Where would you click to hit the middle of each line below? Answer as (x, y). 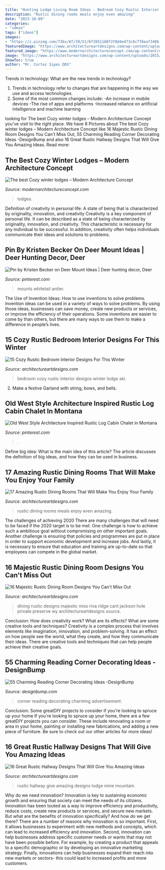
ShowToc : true (20, 60)
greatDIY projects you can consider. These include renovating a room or (78, 721)
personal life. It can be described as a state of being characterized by (75, 219)
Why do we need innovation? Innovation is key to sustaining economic (76, 795)
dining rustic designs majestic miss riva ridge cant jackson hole (81, 606)
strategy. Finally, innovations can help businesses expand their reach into (79, 853)
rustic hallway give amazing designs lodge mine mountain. (76, 785)
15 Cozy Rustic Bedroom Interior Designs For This (82, 340)
